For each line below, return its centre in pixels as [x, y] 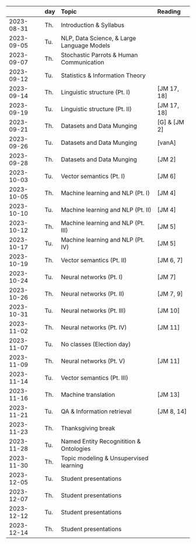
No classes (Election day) [96, 344]
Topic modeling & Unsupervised [105, 458]
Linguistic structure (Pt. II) [97, 109]
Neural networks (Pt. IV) [94, 328]
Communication [83, 62]
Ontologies [76, 448]
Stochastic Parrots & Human [99, 55]
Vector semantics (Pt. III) [94, 378]
